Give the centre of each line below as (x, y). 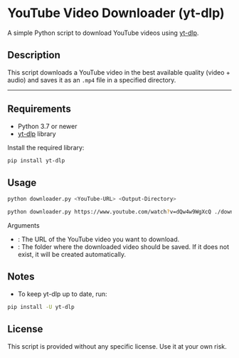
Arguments (24, 225)
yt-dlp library (37, 134)
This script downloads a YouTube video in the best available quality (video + (119, 72)
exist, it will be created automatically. (72, 254)
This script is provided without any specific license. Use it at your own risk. (117, 346)
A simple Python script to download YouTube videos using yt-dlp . (103, 33)
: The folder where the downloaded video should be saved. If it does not (123, 247)
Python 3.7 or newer (47, 126)
